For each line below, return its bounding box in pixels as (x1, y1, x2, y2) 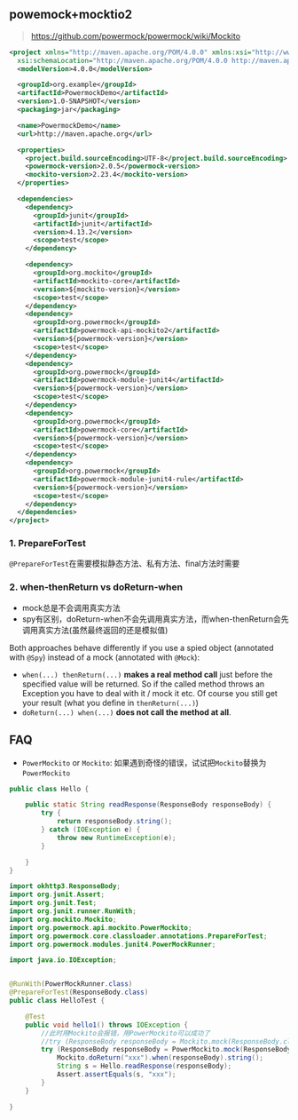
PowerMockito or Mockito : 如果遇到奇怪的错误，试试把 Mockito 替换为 (21, 757, 267, 767)
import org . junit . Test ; (9, 899, 98, 908)
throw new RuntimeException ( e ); (56, 833, 176, 842)
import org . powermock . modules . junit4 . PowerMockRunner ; (9, 940, 216, 949)
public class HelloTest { (9, 997, 105, 1005)
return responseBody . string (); (56, 817, 173, 826)
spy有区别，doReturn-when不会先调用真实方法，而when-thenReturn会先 (21, 613, 289, 624)
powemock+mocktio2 (9, 7, 133, 22)
